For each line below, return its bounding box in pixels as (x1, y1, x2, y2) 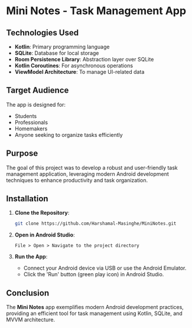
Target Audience (6, 86, 69, 96)
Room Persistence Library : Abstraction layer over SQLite (14, 56, 154, 63)
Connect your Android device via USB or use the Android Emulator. (23, 264, 187, 272)
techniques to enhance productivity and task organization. (6, 176, 148, 183)
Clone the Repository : (14, 209, 70, 217)
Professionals (14, 119, 48, 126)
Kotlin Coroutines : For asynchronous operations (14, 62, 134, 69)
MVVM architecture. (6, 316, 56, 323)
